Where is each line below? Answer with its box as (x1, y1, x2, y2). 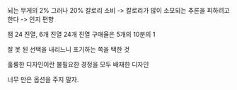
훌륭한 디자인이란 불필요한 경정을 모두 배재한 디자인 (7, 60, 149, 69)
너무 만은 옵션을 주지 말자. (7, 75, 79, 84)
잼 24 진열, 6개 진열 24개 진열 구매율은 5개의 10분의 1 (7, 30, 156, 38)
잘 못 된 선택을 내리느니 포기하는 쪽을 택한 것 (7, 45, 130, 53)
